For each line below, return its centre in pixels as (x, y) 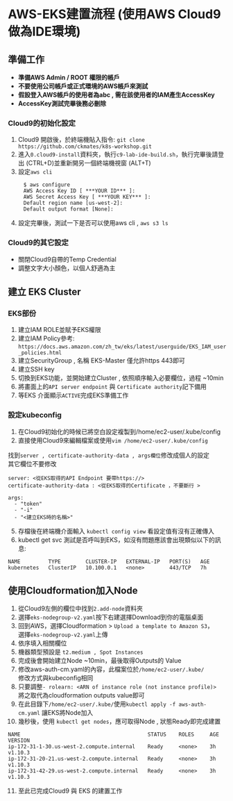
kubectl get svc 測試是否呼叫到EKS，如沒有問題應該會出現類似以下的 (116, 540)
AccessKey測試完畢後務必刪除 (62, 104)
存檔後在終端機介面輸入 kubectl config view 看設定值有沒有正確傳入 (116, 531)
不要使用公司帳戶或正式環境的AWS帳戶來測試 (83, 86)
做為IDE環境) (44, 32)
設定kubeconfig (35, 415)
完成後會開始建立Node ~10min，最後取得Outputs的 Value (100, 661)
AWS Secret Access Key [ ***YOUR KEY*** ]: (87, 197)
